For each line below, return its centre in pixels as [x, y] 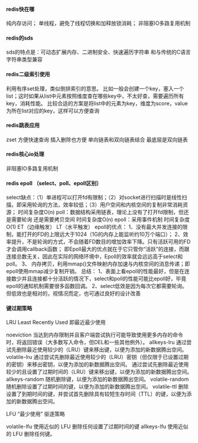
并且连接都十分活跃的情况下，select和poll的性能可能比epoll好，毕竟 [104, 279]
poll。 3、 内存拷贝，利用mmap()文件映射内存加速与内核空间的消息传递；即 [98, 264]
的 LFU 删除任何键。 [31, 434]
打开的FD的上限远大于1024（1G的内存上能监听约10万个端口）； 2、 [102, 234]
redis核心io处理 [25, 154]
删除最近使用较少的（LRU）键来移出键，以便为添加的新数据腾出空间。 [102, 350]
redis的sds [20, 38]
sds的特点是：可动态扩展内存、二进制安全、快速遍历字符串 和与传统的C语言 [98, 52]
